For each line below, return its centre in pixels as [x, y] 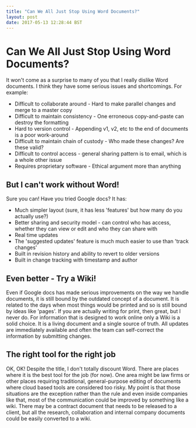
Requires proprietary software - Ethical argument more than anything [98, 166]
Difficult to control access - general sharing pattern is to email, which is [101, 154]
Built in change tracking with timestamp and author [76, 260]
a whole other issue [38, 160]
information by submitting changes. [49, 336]
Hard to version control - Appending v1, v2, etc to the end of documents [101, 129]
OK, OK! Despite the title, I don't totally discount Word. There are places [92, 368]
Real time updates [36, 235]
